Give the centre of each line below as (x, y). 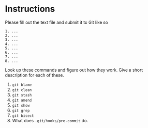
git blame (22, 85)
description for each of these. (35, 75)
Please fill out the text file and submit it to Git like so (57, 22)
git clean (22, 90)
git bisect (23, 116)
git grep (21, 111)
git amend (22, 100)
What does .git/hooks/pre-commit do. (50, 120)
